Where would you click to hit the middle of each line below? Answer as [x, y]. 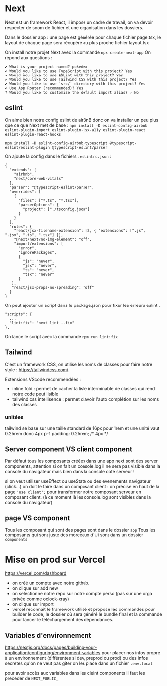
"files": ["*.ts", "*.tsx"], [48, 200]
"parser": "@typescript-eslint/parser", [52, 187]
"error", [27, 248]
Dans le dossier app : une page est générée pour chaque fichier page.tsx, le [83, 37]
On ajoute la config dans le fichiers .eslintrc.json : [58, 156]
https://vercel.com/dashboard [36, 573]
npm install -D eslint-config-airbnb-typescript [56, 143]
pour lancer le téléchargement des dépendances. [63, 620]
